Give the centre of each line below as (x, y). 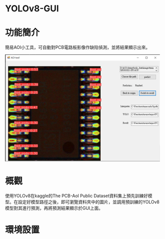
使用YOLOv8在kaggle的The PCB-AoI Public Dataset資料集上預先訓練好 (77, 196)
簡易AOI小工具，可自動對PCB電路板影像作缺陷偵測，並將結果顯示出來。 (78, 47)
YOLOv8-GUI (32, 9)
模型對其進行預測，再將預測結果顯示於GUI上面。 (54, 208)
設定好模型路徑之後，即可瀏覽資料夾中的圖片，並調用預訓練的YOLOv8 (89, 202)
